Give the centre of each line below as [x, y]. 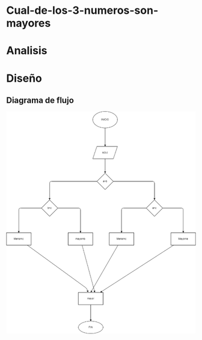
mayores [29, 23]
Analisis [27, 51]
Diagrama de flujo [40, 100]
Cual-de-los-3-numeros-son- [82, 11]
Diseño [24, 78]
